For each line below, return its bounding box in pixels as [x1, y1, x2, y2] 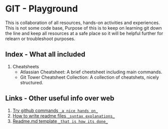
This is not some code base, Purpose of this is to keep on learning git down [5, 25, 162, 31]
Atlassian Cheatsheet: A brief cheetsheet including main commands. [20, 69, 162, 75]
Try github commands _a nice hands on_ [12, 107, 98, 113]
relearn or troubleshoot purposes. [5, 36, 76, 42]
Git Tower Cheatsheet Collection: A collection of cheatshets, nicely [20, 74, 159, 80]
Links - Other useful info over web [5, 94, 115, 103]
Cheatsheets [12, 63, 39, 69]
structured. [20, 79, 43, 85]
